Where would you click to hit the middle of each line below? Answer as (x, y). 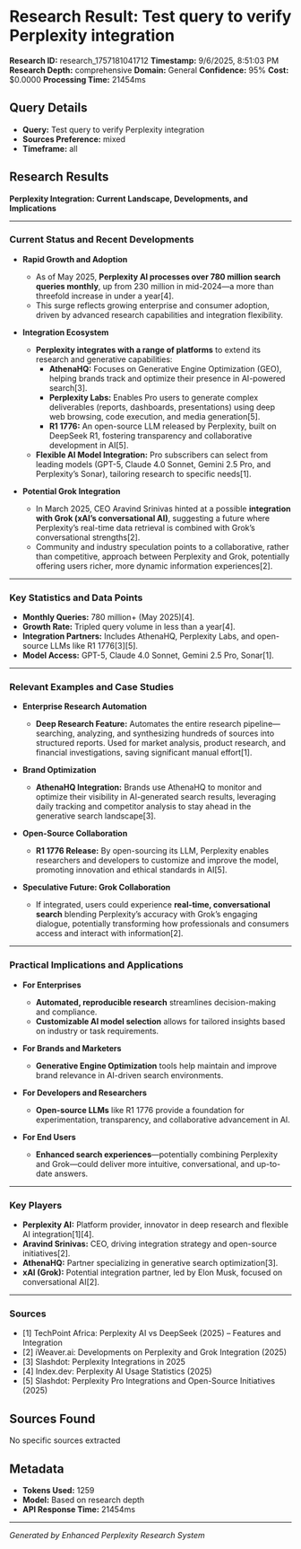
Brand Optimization (59, 770)
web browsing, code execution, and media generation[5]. (155, 416)
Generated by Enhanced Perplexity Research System (107, 1535)
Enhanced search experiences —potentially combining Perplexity (157, 1154)
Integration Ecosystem (65, 332)
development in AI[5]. (89, 445)
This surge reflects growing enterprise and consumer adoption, (153, 305)
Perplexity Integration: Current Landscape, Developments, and (129, 199)
